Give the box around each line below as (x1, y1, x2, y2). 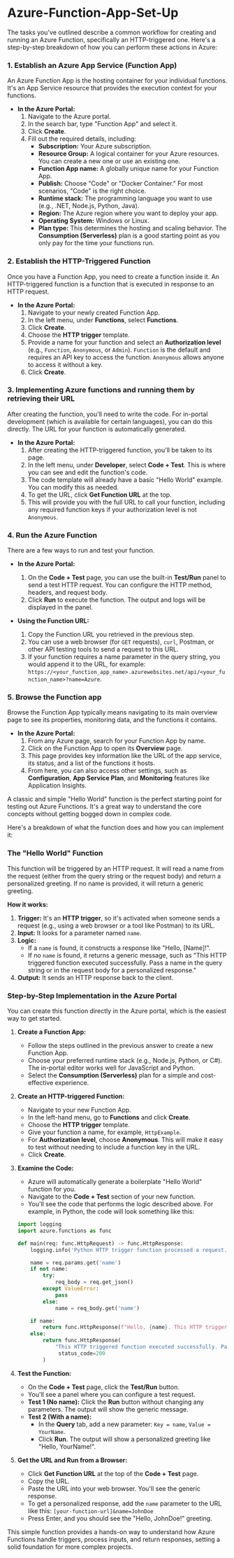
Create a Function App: (17, 1028, 86, 1036)
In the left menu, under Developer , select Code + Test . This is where (27, 460, 226, 469)
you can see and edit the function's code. (27, 468, 148, 476)
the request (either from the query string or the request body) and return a (7, 871, 221, 880)
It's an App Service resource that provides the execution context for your (7, 84, 218, 92)
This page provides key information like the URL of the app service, (27, 752, 222, 760)
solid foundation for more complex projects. (7, 1543, 133, 1551)
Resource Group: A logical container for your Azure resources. (38, 149, 220, 158)
